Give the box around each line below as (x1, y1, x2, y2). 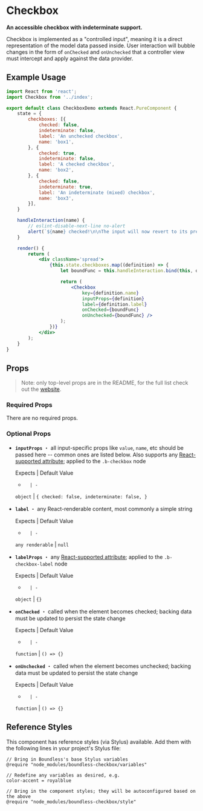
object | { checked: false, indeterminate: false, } (14, 492, 147, 500)
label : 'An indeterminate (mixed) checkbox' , (38, 189, 155, 196)
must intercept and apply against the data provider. (6, 55, 134, 62)
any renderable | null (14, 541, 69, 548)
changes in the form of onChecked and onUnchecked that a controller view (6, 48, 185, 55)
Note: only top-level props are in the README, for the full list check (21, 379, 188, 387)
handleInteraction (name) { (17, 218, 85, 224)
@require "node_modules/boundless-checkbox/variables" (6, 761, 147, 767)
